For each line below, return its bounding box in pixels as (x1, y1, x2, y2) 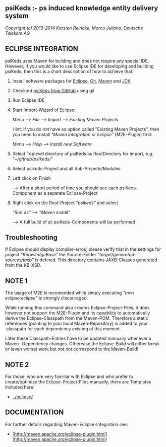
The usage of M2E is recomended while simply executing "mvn (5, 290, 134, 296)
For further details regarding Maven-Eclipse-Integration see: (5, 421, 128, 427)
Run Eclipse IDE (12, 97, 45, 103)
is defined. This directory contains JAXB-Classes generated (35, 257, 158, 263)
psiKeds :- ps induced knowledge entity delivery (5, 4, 159, 12)
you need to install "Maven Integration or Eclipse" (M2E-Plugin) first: (12, 131, 153, 137)
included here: (5, 384, 35, 390)
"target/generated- (97, 252, 136, 258)
